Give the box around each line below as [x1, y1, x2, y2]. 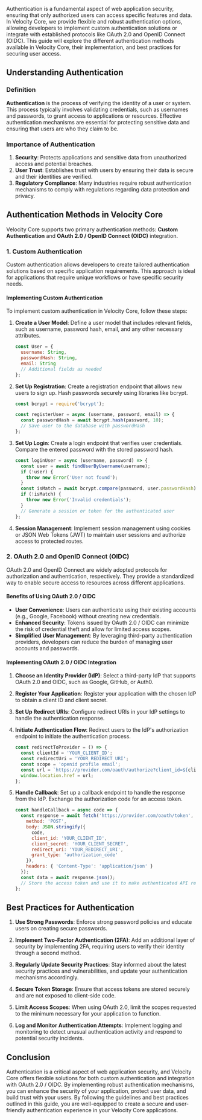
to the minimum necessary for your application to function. [14, 1010, 161, 1017]
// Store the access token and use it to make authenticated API [21, 880, 188, 886]
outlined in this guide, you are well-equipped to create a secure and [6, 1100, 175, 1107]
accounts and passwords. [14, 645, 80, 652]
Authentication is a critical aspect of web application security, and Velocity [6, 1068, 192, 1075]
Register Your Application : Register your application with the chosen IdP [14, 690, 197, 697]
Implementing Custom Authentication [6, 294, 103, 301]
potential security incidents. [14, 1035, 84, 1042]
